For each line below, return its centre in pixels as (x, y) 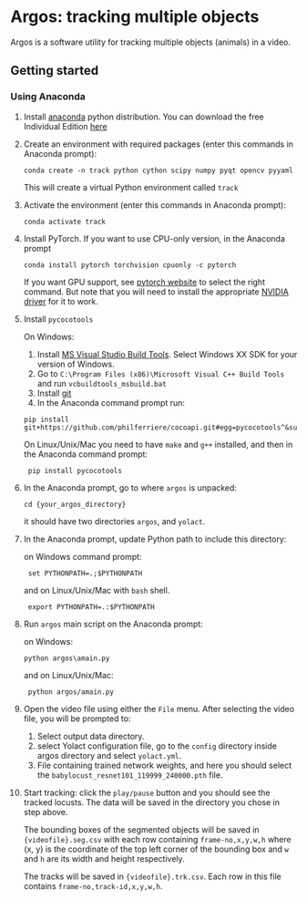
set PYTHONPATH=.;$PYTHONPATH (85, 573)
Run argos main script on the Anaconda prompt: (113, 624)
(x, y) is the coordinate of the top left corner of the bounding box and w (156, 849)
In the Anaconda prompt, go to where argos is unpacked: (130, 487)
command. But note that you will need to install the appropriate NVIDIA (156, 291)
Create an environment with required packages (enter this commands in (159, 144)
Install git (54, 393)
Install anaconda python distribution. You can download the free (143, 117)
